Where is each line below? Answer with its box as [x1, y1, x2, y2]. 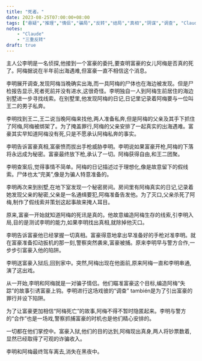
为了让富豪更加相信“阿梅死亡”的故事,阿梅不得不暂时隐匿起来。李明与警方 [6, 307, 186, 314]
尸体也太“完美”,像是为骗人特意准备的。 [16, 171, 112, 178]
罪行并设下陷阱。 [6, 294, 49, 302]
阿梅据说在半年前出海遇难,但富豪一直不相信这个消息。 [16, 67, 150, 74]
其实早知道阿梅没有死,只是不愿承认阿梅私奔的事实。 [11, 130, 140, 137]
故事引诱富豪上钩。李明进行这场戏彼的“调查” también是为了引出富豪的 [19, 287, 193, 294]
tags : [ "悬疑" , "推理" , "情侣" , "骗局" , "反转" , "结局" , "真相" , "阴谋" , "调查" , [6, 20, 179, 26]
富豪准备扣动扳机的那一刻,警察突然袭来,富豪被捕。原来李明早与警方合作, [11, 238, 191, 246]
